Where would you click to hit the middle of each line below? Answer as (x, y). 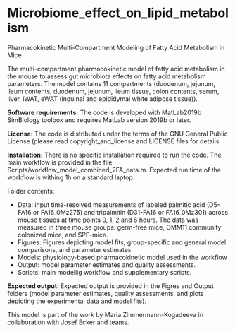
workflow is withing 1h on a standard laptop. (71, 177)
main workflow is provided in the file (60, 162)
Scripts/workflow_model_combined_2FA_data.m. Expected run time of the (114, 170)
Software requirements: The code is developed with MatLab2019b (104, 112)
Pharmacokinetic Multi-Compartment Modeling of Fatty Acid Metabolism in (116, 47)
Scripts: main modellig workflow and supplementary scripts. (104, 272)
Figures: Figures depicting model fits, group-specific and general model (122, 242)
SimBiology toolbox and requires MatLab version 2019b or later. (99, 120)
